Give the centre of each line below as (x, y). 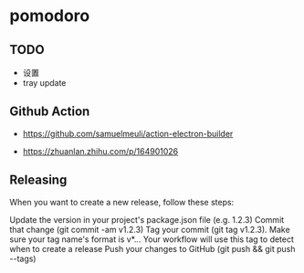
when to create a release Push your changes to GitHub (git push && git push (152, 248)
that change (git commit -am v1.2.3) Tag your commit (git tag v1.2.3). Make (150, 229)
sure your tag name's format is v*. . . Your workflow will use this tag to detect (152, 239)
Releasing (38, 180)
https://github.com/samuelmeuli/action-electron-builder (128, 133)
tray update (44, 83)
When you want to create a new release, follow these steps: (122, 202)
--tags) (23, 258)
